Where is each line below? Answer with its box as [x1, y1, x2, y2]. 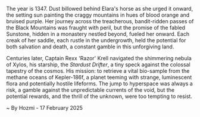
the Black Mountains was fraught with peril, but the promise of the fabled [6, 24, 186, 31]
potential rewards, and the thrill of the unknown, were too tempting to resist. [6, 93, 192, 100]
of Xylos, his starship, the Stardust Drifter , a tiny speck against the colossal [6, 61, 190, 68]
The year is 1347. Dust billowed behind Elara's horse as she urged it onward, [6, 5, 193, 12]
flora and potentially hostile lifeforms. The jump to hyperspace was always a [6, 80, 193, 87]
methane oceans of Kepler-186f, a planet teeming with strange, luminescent [6, 74, 192, 81]
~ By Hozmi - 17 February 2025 [6, 104, 83, 111]
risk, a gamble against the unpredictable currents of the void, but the [6, 87, 174, 93]
